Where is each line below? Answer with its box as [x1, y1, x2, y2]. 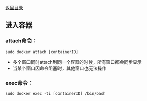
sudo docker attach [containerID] [5, 49, 79, 55]
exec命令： [5, 79, 34, 86]
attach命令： [5, 37, 37, 44]
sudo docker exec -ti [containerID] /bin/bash [5, 91, 106, 96]
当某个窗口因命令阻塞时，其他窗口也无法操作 [12, 65, 107, 71]
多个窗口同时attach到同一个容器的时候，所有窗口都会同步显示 [12, 59, 142, 65]
